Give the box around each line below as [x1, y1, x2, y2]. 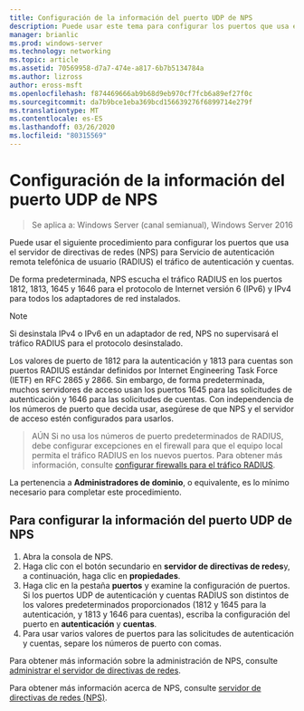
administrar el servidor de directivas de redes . [9, 665, 181, 676]
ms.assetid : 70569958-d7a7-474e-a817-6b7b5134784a [9, 64, 204, 73]
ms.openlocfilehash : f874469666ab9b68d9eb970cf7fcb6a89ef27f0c [9, 89, 253, 98]
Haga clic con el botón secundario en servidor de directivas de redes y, [22, 561, 291, 572]
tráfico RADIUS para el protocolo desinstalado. [9, 337, 184, 349]
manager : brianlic [9, 30, 79, 39]
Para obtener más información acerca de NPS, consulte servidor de [9, 682, 261, 693]
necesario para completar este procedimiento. [9, 486, 183, 497]
